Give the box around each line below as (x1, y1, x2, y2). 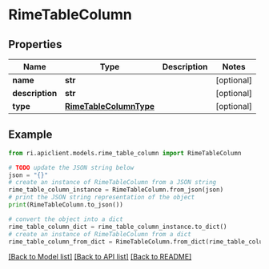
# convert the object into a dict (8, 215, 124, 223)
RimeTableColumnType (64, 101, 155, 111)
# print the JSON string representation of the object (8, 194, 195, 202)
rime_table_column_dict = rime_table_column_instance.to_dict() (8, 223, 227, 231)
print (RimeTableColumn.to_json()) (8, 201, 124, 209)
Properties (8, 38, 62, 51)
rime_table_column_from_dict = (8, 238, 113, 246)
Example (8, 128, 53, 142)
